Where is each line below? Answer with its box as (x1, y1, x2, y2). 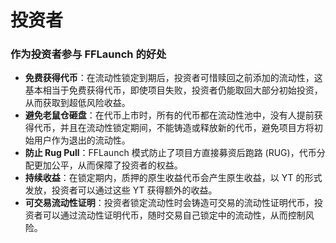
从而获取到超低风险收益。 (24, 97, 131, 109)
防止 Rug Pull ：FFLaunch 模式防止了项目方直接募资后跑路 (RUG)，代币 (24, 147, 317, 159)
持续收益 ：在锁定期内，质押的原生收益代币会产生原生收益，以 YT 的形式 (24, 172, 323, 184)
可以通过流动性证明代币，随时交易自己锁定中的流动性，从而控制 (42, 209, 306, 221)
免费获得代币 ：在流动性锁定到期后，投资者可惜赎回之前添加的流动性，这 (24, 72, 323, 84)
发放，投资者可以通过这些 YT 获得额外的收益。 (24, 184, 218, 196)
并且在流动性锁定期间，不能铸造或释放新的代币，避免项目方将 (59, 122, 315, 134)
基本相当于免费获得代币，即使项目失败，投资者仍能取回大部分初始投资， (24, 84, 323, 96)
